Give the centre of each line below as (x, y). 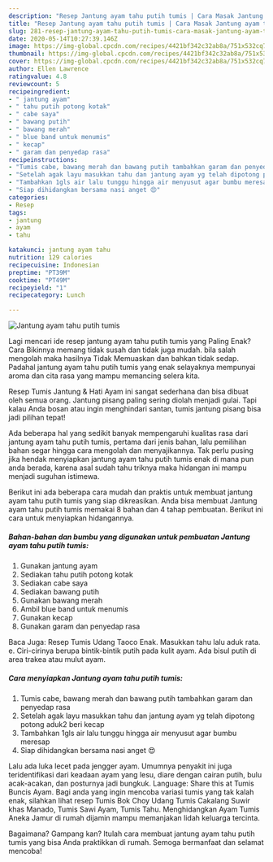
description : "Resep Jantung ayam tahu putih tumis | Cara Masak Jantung (136, 16)
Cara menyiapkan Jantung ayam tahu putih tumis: (95, 678)
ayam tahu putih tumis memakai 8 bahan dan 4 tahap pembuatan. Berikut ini (136, 510)
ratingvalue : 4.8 (38, 76)
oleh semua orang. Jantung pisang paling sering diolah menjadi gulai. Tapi (133, 400)
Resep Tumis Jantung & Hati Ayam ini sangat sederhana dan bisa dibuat (129, 392)
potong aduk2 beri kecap (62, 725)
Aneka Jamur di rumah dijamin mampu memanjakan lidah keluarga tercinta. (134, 818)
